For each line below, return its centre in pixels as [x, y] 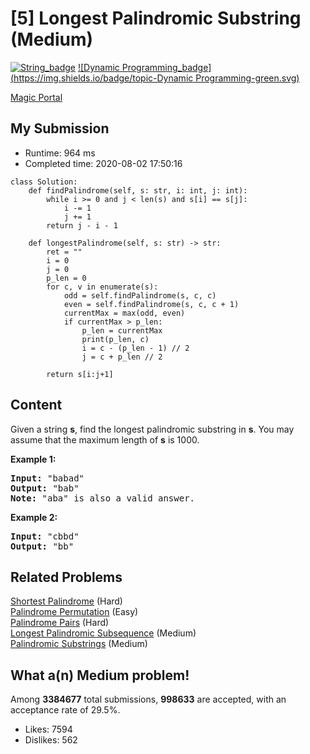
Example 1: [33, 459]
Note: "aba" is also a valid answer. [103, 498]
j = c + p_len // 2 [122, 357]
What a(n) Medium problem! [100, 675]
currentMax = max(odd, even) [124, 313]
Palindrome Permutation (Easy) [74, 612]
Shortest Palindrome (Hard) [66, 601]
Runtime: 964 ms [60, 153]
